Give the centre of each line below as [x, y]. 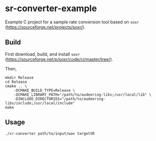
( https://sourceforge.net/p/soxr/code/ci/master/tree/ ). [59, 59]
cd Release [16, 82]
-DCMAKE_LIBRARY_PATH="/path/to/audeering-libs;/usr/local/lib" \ [83, 95]
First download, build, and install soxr [43, 54]
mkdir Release [19, 78]
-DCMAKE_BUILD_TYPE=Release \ [45, 90]
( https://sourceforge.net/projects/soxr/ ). [45, 27]
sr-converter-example [51, 9]
